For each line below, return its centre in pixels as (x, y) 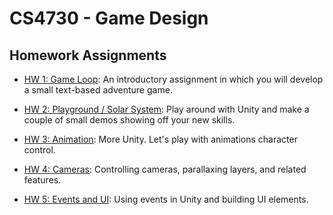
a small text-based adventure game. (98, 90)
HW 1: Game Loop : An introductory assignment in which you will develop (173, 79)
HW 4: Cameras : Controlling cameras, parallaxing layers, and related (165, 169)
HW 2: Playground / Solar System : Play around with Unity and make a (166, 109)
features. (42, 180)
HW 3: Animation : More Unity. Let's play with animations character (160, 139)
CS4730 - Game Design (109, 18)
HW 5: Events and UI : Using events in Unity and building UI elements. (166, 199)
